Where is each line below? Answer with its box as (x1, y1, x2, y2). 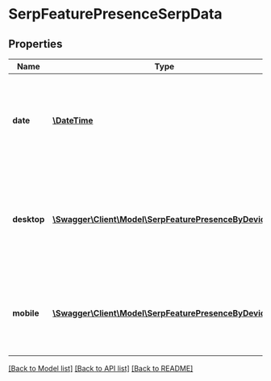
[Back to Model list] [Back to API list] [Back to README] (8, 364, 194, 373)
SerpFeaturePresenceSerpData (8, 5, 223, 23)
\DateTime (52, 115, 94, 126)
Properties (8, 37, 63, 51)
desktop (12, 214, 45, 224)
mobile (12, 308, 40, 319)
